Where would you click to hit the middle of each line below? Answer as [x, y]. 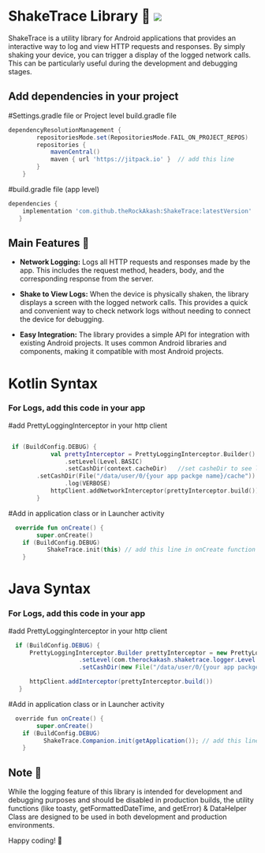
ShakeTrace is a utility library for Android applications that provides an [122, 38]
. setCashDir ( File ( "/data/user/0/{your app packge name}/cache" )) [146, 476]
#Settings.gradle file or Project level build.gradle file [93, 115]
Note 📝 [25, 773]
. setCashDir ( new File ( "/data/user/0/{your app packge [169, 667]
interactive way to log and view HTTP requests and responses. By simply [127, 46]
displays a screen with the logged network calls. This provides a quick [134, 303]
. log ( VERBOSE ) [88, 484]
